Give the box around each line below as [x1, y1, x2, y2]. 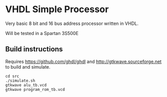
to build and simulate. [5, 63, 51, 70]
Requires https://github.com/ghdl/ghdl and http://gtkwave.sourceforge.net [5, 58, 162, 64]
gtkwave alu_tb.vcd [5, 82, 47, 87]
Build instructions [5, 45, 63, 54]
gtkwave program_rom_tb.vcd [5, 87, 65, 92]
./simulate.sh [5, 78, 36, 83]
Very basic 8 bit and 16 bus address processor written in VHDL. [5, 20, 139, 26]
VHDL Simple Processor [5, 4, 109, 15]
